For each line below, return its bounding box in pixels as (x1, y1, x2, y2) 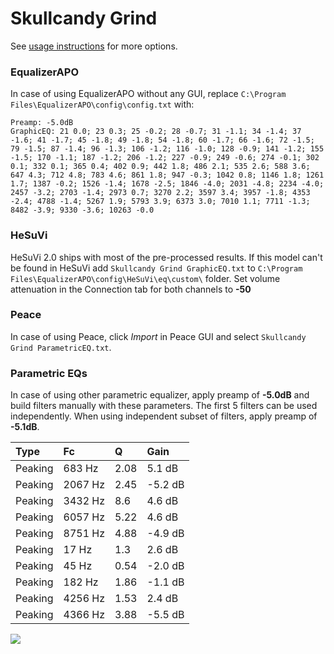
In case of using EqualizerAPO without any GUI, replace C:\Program (10, 88, 287, 100)
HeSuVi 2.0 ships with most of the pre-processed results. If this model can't (10, 251, 323, 263)
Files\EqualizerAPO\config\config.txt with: (10, 98, 195, 111)
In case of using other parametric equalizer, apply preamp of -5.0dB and (10, 389, 310, 401)
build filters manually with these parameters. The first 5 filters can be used (10, 400, 318, 412)
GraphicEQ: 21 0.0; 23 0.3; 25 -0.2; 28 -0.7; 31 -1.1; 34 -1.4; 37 (10, 127, 302, 137)
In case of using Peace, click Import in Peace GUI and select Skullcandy (10, 330, 307, 342)
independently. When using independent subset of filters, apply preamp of (10, 410, 318, 422)
